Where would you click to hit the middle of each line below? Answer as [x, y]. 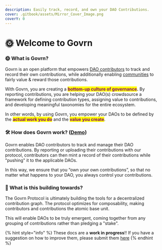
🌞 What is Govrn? [27, 58]
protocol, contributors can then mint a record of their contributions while [78, 155]
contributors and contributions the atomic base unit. [57, 209]
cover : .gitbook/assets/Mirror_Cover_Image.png [54, 14]
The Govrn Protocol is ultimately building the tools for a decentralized [75, 198]
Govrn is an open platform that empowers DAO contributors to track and [78, 69]
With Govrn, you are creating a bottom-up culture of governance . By [75, 89]
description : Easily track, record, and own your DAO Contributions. [77, 10]
